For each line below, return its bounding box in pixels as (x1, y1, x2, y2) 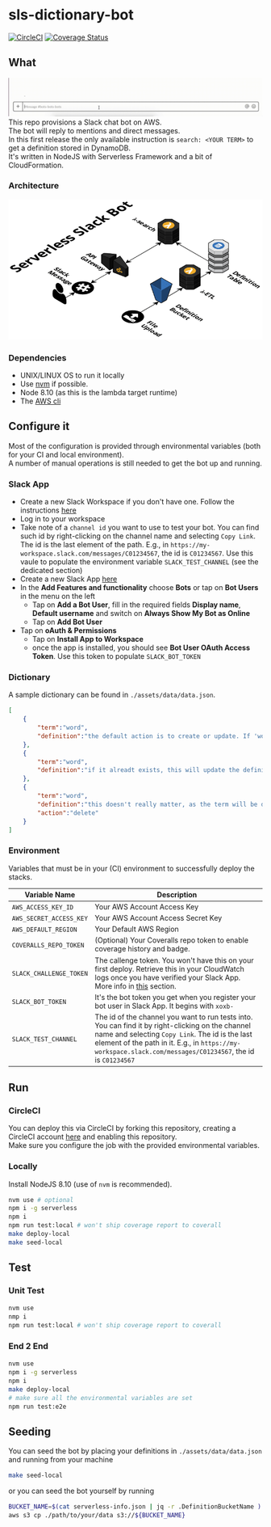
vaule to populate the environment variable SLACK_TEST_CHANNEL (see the (19, 557, 259, 567)
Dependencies (8, 352, 67, 363)
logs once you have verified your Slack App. (94, 972, 241, 982)
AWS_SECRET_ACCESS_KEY (11, 914, 89, 922)
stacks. (8, 871, 33, 882)
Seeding (8, 1425, 52, 1439)
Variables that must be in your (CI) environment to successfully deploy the (8, 863, 256, 873)
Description (156, 890, 198, 900)
